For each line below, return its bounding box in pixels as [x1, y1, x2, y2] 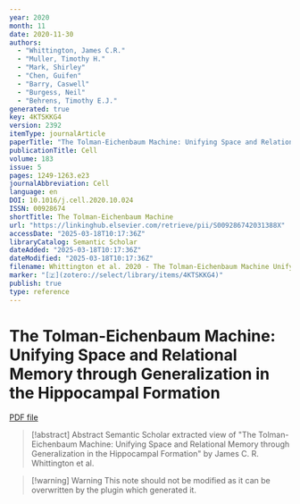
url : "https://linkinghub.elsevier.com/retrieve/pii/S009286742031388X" [9, 221, 286, 230]
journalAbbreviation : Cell [9, 180, 110, 189]
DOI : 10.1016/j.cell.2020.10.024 [9, 196, 134, 206]
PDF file [9, 412, 38, 423]
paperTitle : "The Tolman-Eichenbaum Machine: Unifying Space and [9, 138, 257, 147]
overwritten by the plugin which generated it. [30, 484, 196, 496]
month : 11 [9, 21, 46, 30]
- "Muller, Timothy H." [17, 55, 105, 63]
